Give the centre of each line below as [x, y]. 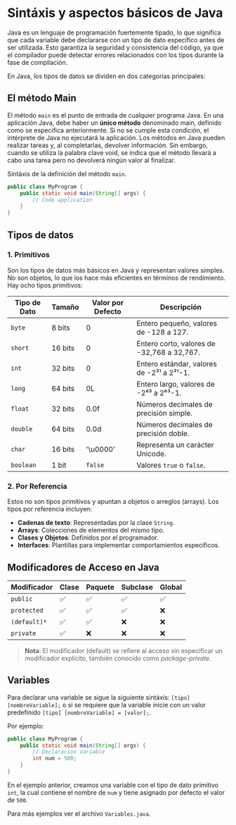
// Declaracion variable [69, 752]
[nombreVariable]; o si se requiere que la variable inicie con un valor [106, 705]
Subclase [137, 587]
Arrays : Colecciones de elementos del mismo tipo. [91, 531]
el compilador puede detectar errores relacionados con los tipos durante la [116, 55]
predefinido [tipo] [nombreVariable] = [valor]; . [79, 712]
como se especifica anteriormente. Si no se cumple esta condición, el [108, 130]
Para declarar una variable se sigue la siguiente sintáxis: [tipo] [99, 697]
